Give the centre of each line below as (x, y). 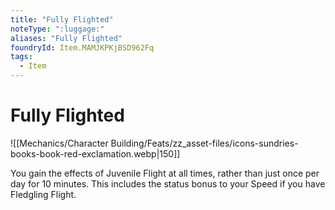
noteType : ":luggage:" (57, 29)
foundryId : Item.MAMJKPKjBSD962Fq (82, 47)
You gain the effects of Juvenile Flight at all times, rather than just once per (165, 173)
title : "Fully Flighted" (62, 19)
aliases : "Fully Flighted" (66, 38)
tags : (21, 57)
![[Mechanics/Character (59, 143)
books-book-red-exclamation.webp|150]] (95, 153)
